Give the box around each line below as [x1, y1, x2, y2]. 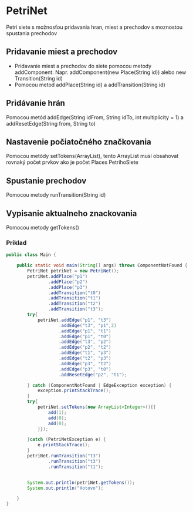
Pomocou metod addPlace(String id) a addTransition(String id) [14, 81, 165, 88]
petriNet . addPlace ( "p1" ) [27, 273, 88, 279]
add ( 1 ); [48, 409, 67, 415]
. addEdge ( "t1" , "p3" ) [58, 350, 111, 356]
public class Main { [6, 252, 57, 258]
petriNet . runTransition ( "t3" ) [27, 453, 101, 459]
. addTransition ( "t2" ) [48, 301, 101, 306]
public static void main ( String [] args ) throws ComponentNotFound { [16, 262, 188, 268]
